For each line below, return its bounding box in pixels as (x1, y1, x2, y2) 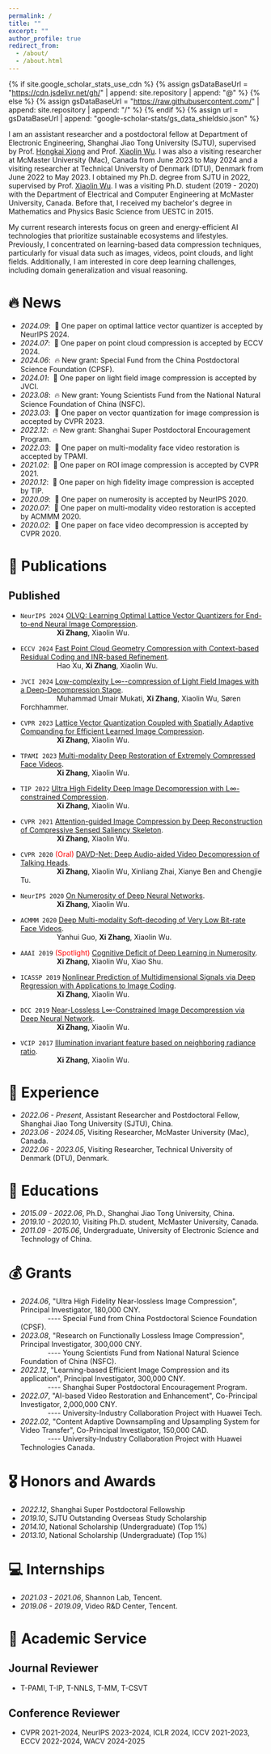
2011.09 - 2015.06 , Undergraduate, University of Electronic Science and (19, 1225, 259, 1235)
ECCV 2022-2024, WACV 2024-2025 (19, 1736, 146, 1746)
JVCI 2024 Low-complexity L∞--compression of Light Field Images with (19, 676, 259, 686)
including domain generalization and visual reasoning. (8, 265, 188, 275)
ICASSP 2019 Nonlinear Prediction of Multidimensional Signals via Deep (19, 972, 256, 981)
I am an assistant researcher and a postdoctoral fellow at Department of (8, 129, 248, 138)
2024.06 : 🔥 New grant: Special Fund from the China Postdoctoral (19, 355, 240, 365)
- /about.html (15, 57, 63, 66)
